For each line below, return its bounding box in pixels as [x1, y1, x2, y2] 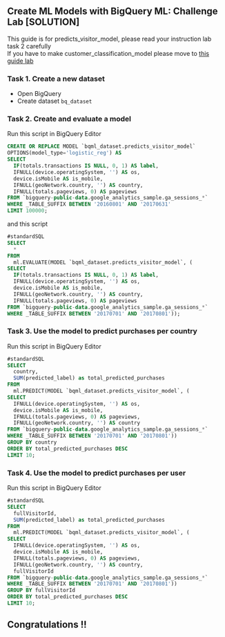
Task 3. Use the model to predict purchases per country [7, 326, 198, 336]
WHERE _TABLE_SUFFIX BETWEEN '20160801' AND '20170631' [7, 201, 171, 208]
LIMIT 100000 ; [7, 207, 48, 215]
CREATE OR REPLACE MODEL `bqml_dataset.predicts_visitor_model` [7, 143, 196, 150]
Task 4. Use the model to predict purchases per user [7, 468, 186, 478]
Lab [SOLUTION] [7, 17, 80, 28]
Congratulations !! [7, 619, 88, 631]
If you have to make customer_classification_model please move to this [7, 49, 209, 57]
